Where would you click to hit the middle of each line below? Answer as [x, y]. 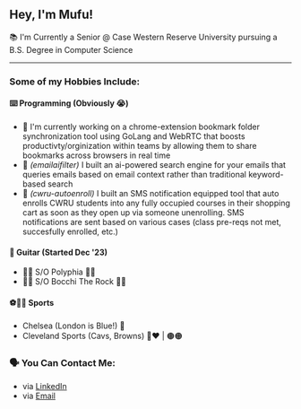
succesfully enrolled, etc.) [70, 231]
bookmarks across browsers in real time [96, 155]
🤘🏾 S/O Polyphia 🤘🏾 [59, 272]
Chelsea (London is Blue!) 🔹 [73, 326]
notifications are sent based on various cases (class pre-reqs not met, [152, 222]
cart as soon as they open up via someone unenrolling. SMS [133, 212]
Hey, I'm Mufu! [52, 15]
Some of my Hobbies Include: [75, 82]
